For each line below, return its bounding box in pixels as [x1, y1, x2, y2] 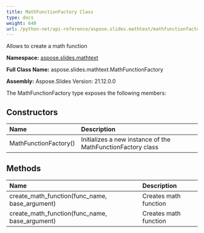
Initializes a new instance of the [81, 135, 171, 144]
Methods [6, 163, 41, 174]
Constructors [6, 107, 58, 117]
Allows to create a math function [6, 42, 87, 50]
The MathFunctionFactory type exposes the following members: [6, 89, 167, 97]
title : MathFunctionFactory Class [6, 8, 94, 15]
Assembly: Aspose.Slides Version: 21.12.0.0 [6, 78, 117, 85]
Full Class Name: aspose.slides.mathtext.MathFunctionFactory [6, 66, 164, 73]
